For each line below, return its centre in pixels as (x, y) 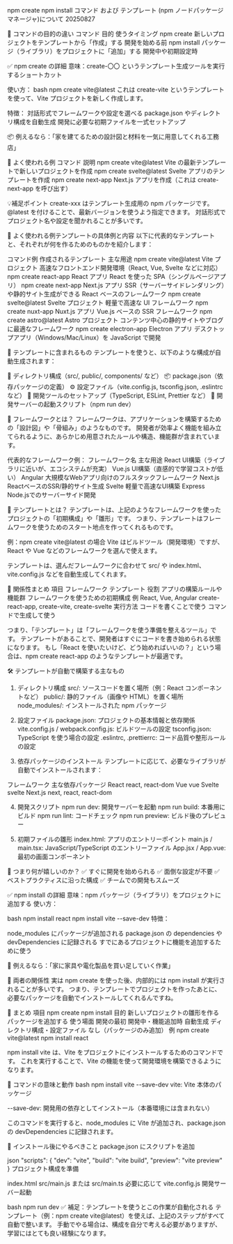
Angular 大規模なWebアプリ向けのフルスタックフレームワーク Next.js (120, 477)
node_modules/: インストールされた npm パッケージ (92, 705)
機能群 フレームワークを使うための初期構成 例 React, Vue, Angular (102, 598)
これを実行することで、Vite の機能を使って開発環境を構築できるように (121, 1061)
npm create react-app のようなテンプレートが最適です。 (106, 656)
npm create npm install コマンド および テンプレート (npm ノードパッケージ (115, 10)
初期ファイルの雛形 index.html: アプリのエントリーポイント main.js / (115, 839)
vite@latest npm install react (48, 1038)
